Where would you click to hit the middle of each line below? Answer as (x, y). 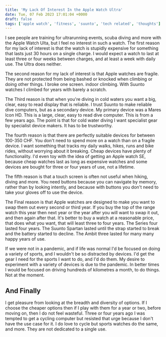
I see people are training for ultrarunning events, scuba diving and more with (83, 38)
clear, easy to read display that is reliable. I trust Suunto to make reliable (79, 104)
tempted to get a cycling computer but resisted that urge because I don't (79, 319)
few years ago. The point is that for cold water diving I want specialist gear (81, 120)
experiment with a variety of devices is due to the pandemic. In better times (82, 264)
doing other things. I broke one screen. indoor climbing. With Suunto (75, 84)
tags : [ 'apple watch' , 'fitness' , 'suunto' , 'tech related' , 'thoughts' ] (83, 24)
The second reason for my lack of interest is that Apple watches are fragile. (82, 74)
